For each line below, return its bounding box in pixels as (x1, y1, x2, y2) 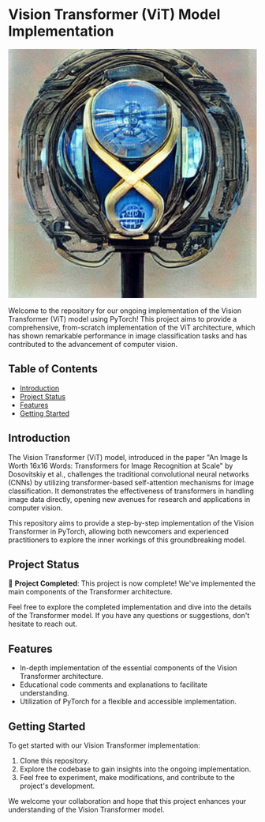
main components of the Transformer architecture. (8, 587, 173, 597)
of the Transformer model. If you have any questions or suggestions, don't (8, 611, 250, 620)
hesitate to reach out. (8, 619, 77, 629)
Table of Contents (8, 362, 99, 376)
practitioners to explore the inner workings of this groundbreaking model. (8, 535, 247, 545)
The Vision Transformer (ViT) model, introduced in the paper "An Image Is (8, 452, 248, 462)
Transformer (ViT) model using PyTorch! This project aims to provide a (8, 314, 237, 323)
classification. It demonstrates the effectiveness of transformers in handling (8, 486, 255, 496)
